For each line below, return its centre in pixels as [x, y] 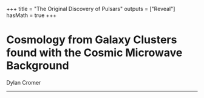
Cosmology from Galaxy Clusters [92, 40]
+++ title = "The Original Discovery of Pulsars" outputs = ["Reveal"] [91, 9]
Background [38, 66]
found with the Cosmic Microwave [94, 53]
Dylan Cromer [24, 82]
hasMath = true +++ [32, 15]
